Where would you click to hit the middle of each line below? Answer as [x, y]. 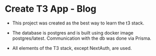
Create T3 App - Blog [51, 9]
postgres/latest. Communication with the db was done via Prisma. [82, 38]
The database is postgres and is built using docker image [73, 33]
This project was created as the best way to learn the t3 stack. [78, 23]
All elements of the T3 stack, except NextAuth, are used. [72, 48]
